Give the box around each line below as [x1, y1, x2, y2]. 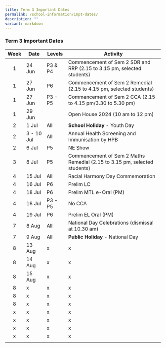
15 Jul [26, 173, 41, 179]
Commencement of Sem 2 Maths [68, 152, 145, 159]
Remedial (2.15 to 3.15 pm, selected [68, 158, 154, 165]
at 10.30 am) [68, 225, 99, 232]
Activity [103, 50, 123, 57]
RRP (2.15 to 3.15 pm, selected [68, 65, 142, 72]
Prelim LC [68, 180, 90, 187]
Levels [47, 50, 63, 57]
